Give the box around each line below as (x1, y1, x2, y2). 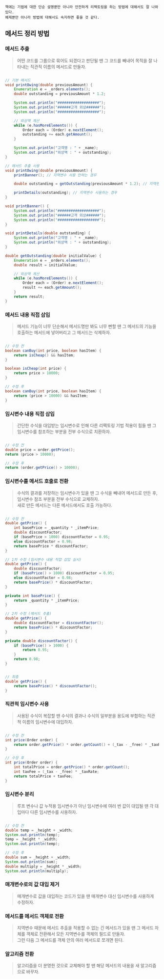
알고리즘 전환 (5, 951, 34, 957)
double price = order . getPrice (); (5, 447, 76, 452)
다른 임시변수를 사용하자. (30, 809, 77, 815)
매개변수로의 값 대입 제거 (5, 881, 60, 888)
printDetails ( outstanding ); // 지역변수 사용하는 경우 (14, 190, 118, 195)
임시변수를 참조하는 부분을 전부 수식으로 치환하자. (17, 429, 111, 435)
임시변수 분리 (5, 791, 34, 798)
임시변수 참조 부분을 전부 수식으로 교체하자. (17, 496, 100, 502)
